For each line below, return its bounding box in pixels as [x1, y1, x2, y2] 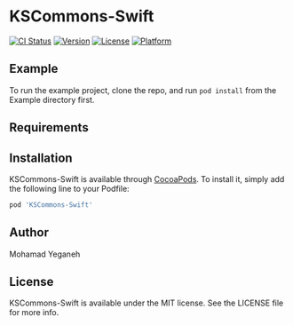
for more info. [9, 307, 59, 318]
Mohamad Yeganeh [9, 249, 81, 259]
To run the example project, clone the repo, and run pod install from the [9, 84, 277, 95]
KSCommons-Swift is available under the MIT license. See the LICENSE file [9, 297, 284, 308]
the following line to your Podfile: [9, 183, 131, 194]
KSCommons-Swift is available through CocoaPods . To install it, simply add [9, 173, 285, 184]
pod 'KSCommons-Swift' [9, 200, 93, 210]
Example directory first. [9, 94, 95, 105]
